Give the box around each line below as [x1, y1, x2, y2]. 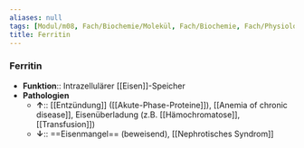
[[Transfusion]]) [35, 118, 96, 129]
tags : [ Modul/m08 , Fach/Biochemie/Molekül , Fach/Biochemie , [9, 22, 242, 31]
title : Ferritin [9, 30, 71, 39]
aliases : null [9, 13, 63, 23]
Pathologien [22, 89, 70, 100]
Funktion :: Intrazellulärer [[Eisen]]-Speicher [22, 80, 185, 91]
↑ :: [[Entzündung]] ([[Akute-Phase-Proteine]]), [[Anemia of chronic [35, 99, 288, 110]
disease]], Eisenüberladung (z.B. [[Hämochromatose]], [35, 109, 241, 120]
